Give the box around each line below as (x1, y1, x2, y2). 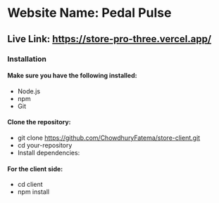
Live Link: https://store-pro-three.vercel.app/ (7, 33, 212, 45)
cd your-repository (17, 140, 73, 149)
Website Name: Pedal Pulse (7, 5, 172, 21)
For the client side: (7, 164, 63, 173)
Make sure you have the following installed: (7, 72, 137, 80)
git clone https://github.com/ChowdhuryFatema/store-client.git (17, 133, 201, 142)
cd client (17, 181, 44, 189)
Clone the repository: (7, 118, 71, 126)
